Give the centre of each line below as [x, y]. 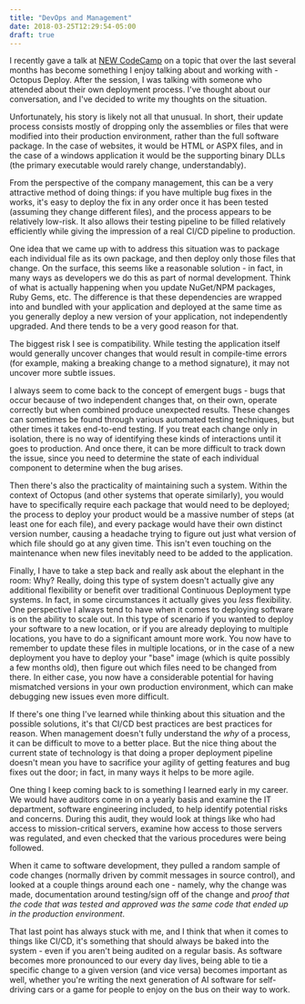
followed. [27, 848]
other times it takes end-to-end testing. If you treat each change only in [143, 430]
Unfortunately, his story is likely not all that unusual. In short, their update [147, 117]
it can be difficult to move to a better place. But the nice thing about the [143, 744]
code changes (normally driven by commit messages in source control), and [152, 876]
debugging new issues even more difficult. [89, 696]
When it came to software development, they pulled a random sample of [145, 866]
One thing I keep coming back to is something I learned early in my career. [149, 790]
